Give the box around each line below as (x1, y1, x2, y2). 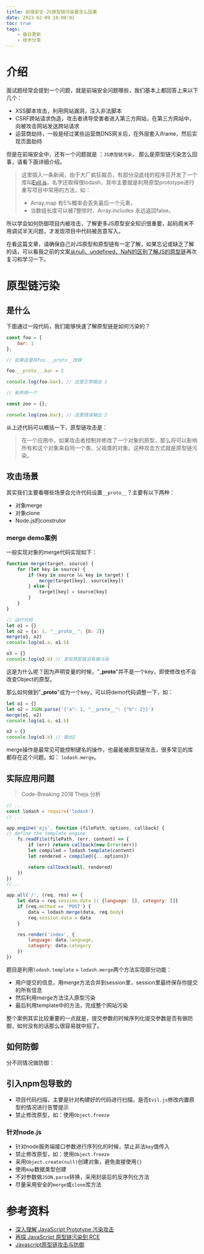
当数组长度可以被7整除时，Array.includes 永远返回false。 (30, 206, 175, 214)
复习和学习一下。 (6, 255, 49, 262)
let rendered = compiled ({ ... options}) (28, 853, 130, 859)
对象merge (15, 502, 43, 509)
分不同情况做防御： (6, 1059, 55, 1066)
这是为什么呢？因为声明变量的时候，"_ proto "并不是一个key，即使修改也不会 (6, 668, 197, 675)
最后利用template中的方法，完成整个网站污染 (15, 1001, 128, 1009)
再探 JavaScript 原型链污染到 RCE (15, 1233, 100, 1241)
